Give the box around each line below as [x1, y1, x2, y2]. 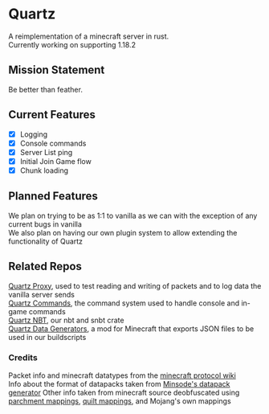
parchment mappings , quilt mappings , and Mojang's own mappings [8, 396, 231, 406]
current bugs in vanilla [8, 219, 83, 229]
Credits [8, 352, 38, 363]
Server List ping [19, 147, 73, 157]
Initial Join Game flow [19, 156, 92, 166]
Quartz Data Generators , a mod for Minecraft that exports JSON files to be [8, 323, 255, 334]
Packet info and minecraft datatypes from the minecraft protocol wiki [8, 371, 237, 380]
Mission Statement [8, 64, 105, 77]
